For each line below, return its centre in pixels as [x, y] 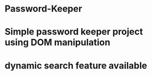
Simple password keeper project [74, 32]
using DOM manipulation [58, 43]
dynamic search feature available [76, 65]
